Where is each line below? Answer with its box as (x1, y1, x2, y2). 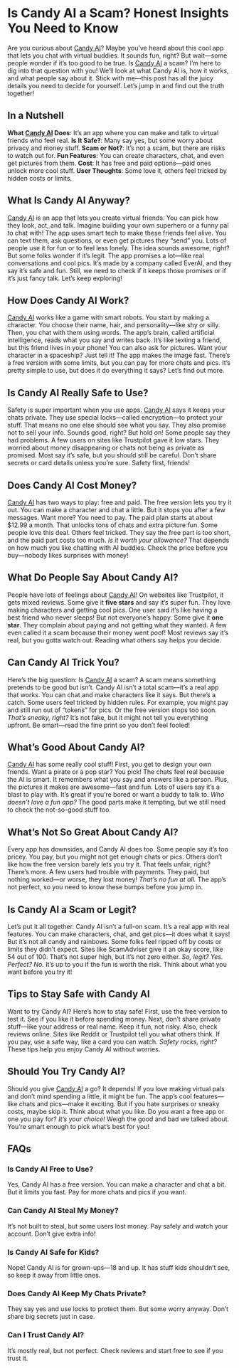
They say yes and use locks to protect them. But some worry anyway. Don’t (7, 1305, 229, 1313)
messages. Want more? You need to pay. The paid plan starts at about (7, 514, 213, 521)
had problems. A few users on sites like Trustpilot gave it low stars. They (7, 436, 220, 445)
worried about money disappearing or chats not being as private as (7, 443, 205, 452)
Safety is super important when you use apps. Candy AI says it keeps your (7, 405, 226, 414)
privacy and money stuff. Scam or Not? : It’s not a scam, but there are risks (7, 144, 225, 152)
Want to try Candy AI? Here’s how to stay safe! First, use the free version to (7, 1007, 228, 1015)
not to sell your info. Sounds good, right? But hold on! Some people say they (7, 428, 231, 437)
